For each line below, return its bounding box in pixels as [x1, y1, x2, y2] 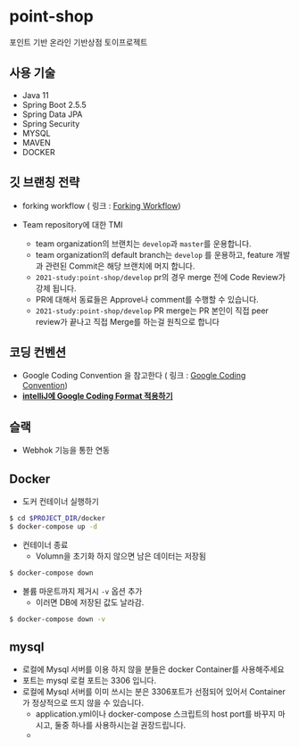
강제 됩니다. [35, 283, 77, 294]
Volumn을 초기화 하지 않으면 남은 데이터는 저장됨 [35, 551, 207, 561]
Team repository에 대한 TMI [21, 219, 123, 229]
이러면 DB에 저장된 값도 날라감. [35, 596, 145, 608]
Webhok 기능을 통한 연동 [21, 444, 110, 456]
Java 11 [21, 89, 49, 100]
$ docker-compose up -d [9, 522, 98, 531]
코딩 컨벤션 [9, 344, 67, 360]
